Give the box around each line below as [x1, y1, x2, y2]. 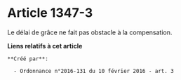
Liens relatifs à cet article [7, 41, 83, 50]
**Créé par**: [7, 55, 49, 62]
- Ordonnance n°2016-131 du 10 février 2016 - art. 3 [13, 67, 174, 74]
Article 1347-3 [7, 5, 93, 21]
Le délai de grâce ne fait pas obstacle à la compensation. [7, 28, 173, 36]
